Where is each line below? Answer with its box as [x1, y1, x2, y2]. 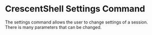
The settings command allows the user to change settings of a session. [5, 19, 148, 25]
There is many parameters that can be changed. [5, 24, 102, 30]
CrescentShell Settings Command [5, 3, 145, 14]
